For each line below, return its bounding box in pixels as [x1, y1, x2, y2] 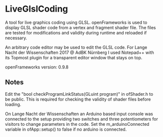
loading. [5, 101, 21, 107]
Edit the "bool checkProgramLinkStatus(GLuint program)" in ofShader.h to [5, 91, 153, 97]
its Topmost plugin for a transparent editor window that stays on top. [5, 54, 143, 60]
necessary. [5, 35, 28, 41]
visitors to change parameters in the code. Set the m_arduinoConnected [5, 121, 149, 127]
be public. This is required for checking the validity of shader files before [5, 96, 151, 102]
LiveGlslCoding [5, 3, 68, 15]
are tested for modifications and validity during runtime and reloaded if [5, 30, 147, 35]
